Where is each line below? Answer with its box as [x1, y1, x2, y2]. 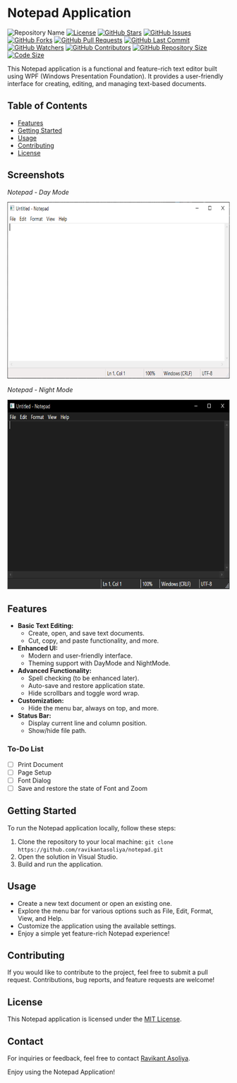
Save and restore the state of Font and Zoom [17, 784, 148, 792]
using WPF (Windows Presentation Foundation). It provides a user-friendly [7, 72, 224, 80]
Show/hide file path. [28, 727, 87, 735]
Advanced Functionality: [17, 667, 92, 675]
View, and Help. [17, 914, 63, 922]
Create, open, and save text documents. [28, 629, 145, 638]
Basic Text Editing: [17, 622, 74, 630]
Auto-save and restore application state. [28, 682, 145, 690]
